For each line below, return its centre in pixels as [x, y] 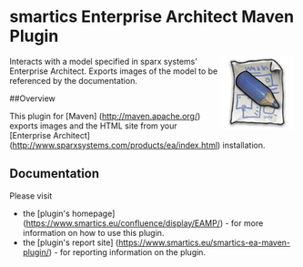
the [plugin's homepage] [69, 213]
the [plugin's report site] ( [71, 242]
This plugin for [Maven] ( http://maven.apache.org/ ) [105, 116]
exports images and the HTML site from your [93, 126]
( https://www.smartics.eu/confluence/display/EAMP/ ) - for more [143, 223]
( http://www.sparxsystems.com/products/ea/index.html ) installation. [137, 145]
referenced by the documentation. [74, 80]
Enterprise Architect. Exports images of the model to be [114, 71]
